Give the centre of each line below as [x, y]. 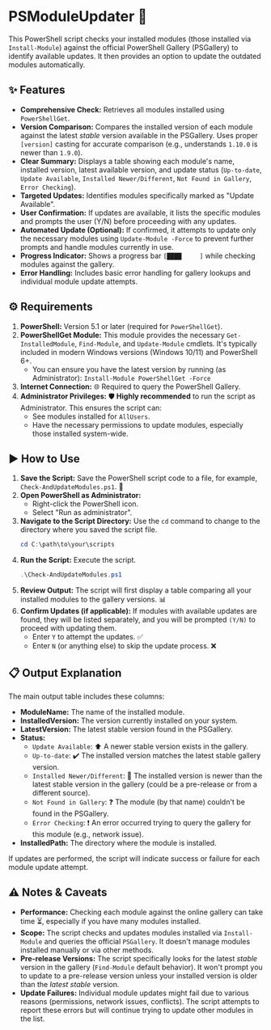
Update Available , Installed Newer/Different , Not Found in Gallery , [136, 178]
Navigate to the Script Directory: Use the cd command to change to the [140, 521]
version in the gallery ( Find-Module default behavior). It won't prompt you [141, 967]
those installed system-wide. [80, 433]
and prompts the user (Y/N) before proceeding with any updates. [128, 221]
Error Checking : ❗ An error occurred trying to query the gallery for [142, 822]
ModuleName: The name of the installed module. [102, 711]
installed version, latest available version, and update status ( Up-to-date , [141, 170]
